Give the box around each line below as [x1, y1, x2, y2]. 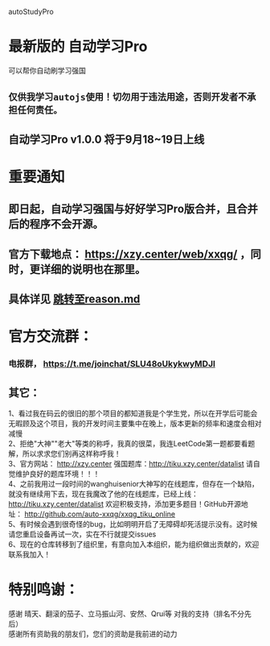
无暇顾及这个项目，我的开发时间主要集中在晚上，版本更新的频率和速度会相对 [8, 419, 262, 428]
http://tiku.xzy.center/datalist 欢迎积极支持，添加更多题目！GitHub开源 [8, 499, 241, 508]
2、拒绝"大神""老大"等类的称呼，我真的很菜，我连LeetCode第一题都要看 [8, 439, 248, 448]
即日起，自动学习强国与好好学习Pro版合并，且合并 [8, 202, 259, 216]
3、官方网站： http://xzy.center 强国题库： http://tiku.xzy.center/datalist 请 [8, 459, 253, 468]
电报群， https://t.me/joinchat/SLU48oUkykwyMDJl [8, 358, 215, 370]
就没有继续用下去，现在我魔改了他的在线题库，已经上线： [8, 489, 198, 499]
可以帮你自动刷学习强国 [8, 65, 86, 75]
